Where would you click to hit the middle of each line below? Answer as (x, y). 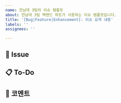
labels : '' (17, 24)
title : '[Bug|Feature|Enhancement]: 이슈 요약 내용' (59, 19)
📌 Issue (17, 54)
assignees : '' (20, 29)
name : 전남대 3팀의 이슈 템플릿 (34, 10)
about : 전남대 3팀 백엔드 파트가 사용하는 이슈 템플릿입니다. (61, 15)
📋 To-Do (20, 72)
